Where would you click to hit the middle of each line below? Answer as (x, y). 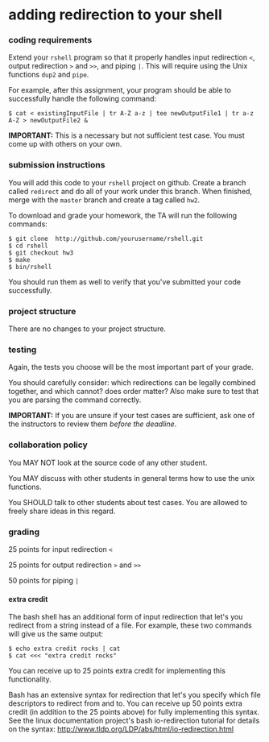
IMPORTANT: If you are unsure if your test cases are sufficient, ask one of (132, 416)
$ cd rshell (28, 246)
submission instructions (57, 165)
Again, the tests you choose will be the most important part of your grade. (131, 367)
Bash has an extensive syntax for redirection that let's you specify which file (135, 695)
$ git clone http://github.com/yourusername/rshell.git (106, 238)
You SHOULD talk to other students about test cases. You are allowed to (128, 502)
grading (24, 532)
